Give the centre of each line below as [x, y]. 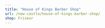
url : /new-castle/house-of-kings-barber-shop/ [53, 14]
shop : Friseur [19, 18]
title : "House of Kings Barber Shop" [43, 9]
